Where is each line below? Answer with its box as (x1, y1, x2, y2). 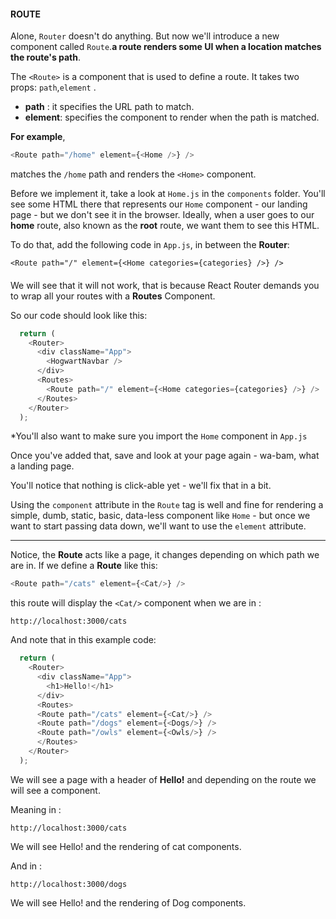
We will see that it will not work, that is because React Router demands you (10, 279, 320, 291)
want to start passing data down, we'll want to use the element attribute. (10, 520, 307, 532)
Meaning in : (10, 803, 62, 815)
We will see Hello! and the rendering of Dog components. (10, 896, 247, 909)
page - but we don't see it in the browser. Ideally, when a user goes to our (10, 209, 315, 221)
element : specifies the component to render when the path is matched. (24, 111, 320, 124)
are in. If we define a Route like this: (10, 560, 158, 572)
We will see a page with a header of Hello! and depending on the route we (10, 773, 317, 785)
